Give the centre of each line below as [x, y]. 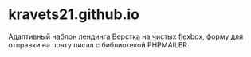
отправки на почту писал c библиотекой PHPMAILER [98, 44]
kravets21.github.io [74, 15]
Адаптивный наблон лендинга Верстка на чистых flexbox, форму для [126, 36]
